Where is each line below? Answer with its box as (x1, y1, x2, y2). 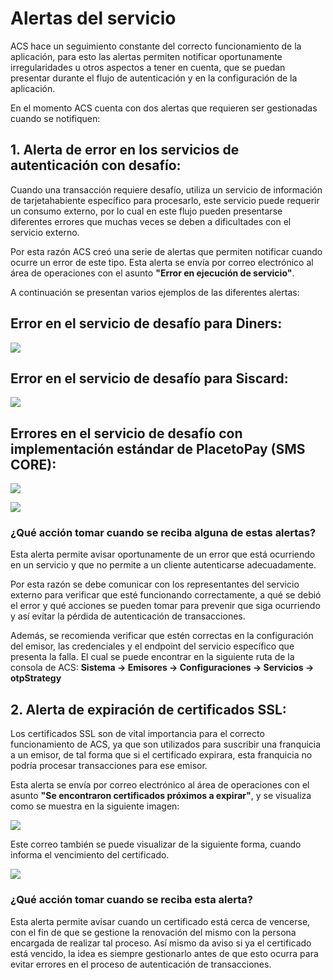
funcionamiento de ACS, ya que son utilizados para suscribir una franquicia (10, 738, 322, 751)
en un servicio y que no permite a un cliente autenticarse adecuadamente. (10, 559, 317, 571)
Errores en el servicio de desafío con (10, 425, 243, 442)
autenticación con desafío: (10, 157, 182, 174)
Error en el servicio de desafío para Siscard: (10, 370, 289, 387)
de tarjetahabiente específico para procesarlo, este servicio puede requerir (10, 194, 320, 206)
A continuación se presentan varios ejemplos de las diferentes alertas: (10, 286, 300, 298)
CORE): (10, 456, 57, 473)
